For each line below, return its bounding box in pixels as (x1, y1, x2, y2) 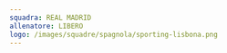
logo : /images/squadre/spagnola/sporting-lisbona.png (9, 30, 219, 39)
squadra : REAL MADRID (9, 13, 92, 22)
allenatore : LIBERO (9, 22, 84, 31)
